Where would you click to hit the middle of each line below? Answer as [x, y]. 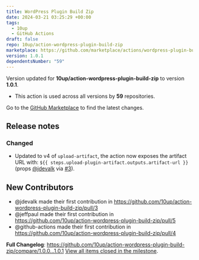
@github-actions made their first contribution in [73, 227]
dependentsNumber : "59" [36, 61]
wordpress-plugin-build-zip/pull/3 [56, 208]
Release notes [33, 126]
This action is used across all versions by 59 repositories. [85, 96]
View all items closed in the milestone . [112, 251]
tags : [13, 23]
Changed [20, 143]
